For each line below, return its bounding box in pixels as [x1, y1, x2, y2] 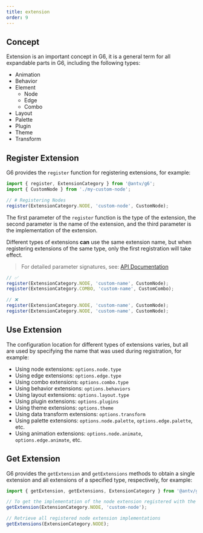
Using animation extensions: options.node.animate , [14, 430, 143, 437]
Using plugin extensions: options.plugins [14, 397, 119, 405]
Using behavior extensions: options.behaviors [14, 385, 131, 392]
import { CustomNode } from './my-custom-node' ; [6, 186, 131, 192]
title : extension [6, 8, 50, 15]
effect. [6, 251, 23, 258]
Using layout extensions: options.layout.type [14, 391, 130, 398]
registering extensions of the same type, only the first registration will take [6, 244, 192, 252]
